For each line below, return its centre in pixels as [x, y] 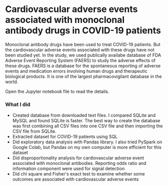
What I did [18, 104]
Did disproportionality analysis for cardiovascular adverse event [78, 158]
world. [12, 82]
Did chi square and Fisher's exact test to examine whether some [78, 174]
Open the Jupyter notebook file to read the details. [57, 91]
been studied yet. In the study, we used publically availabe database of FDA [83, 55]
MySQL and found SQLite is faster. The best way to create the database [86, 121]
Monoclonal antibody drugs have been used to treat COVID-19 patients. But [83, 44]
